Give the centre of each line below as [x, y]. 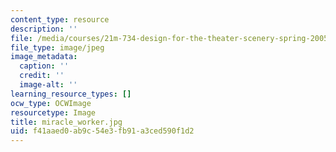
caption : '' [44, 66]
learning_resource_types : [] [71, 94]
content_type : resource [60, 19]
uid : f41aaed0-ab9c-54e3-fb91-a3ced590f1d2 [102, 131]
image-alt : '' [48, 85]
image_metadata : [44, 57]
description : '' [44, 29]
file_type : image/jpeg [57, 47]
